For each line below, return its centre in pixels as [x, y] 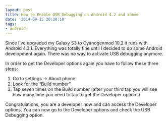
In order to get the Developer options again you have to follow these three [82, 64]
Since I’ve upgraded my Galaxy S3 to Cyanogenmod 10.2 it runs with [76, 43]
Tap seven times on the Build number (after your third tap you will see [85, 89]
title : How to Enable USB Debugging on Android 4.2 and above [72, 15]
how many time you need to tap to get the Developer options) [76, 95]
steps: [12, 69]
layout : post [19, 10]
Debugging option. [25, 115]
